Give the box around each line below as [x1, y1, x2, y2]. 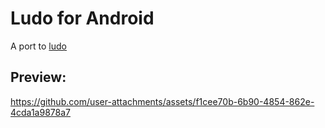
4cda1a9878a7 [10, 106, 71, 118]
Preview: [10, 69, 67, 86]
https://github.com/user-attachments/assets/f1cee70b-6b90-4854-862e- [10, 95, 315, 107]
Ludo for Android [10, 7, 155, 30]
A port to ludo [10, 40, 67, 52]
